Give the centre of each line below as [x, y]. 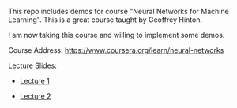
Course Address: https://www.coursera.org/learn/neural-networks [116, 50]
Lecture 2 [35, 96]
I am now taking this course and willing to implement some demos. [117, 35]
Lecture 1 [34, 81]
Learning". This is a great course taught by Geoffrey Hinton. [105, 20]
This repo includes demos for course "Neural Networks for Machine [118, 11]
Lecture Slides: [32, 65]
